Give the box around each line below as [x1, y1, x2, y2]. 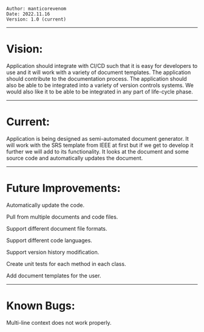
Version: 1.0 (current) [6, 16, 67, 22]
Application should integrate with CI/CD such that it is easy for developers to [6, 62, 198, 69]
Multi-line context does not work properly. [6, 319, 112, 326]
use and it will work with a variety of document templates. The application [6, 69, 191, 76]
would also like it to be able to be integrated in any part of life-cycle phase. [6, 88, 193, 95]
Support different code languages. [6, 237, 92, 244]
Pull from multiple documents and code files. [6, 213, 118, 220]
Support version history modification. [6, 248, 100, 256]
